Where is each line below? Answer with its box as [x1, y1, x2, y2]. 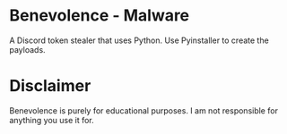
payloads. [9, 44, 47, 54]
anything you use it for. [9, 114, 94, 125]
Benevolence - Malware [9, 5, 190, 26]
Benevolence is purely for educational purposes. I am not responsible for [9, 105, 278, 116]
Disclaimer [9, 76, 91, 96]
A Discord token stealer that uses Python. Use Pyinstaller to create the [9, 35, 269, 46]
